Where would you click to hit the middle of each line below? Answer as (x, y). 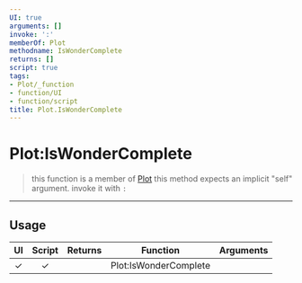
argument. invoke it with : (79, 189)
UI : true (26, 18)
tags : (19, 76)
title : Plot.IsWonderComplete (66, 110)
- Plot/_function (42, 84)
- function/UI (36, 93)
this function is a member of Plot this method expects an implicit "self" (162, 179)
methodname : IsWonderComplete (66, 51)
